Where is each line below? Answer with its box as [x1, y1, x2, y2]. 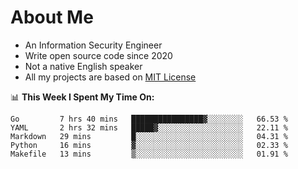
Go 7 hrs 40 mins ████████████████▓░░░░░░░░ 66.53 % [10, 114, 288, 124]
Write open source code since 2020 [24, 49, 173, 61]
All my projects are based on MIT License [24, 71, 197, 83]
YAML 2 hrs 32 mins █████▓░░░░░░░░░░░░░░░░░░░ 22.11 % [10, 122, 288, 133]
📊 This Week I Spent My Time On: [10, 91, 155, 103]
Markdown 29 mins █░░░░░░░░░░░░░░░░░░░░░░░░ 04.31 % [10, 131, 288, 141]
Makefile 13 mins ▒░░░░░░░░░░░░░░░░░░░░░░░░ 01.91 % [10, 149, 288, 159]
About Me [10, 6, 94, 29]
